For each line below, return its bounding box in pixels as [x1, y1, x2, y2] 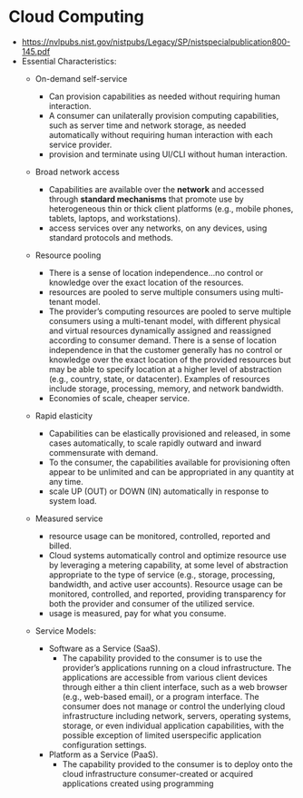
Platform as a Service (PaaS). [48, 749, 159, 760]
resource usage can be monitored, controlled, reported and [48, 530, 271, 541]
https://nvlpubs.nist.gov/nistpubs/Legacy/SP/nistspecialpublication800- [21, 36, 291, 47]
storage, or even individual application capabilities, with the [62, 720, 285, 731]
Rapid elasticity [34, 410, 93, 421]
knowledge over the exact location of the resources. [48, 277, 244, 288]
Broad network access [34, 166, 120, 177]
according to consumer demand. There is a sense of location [48, 334, 278, 346]
